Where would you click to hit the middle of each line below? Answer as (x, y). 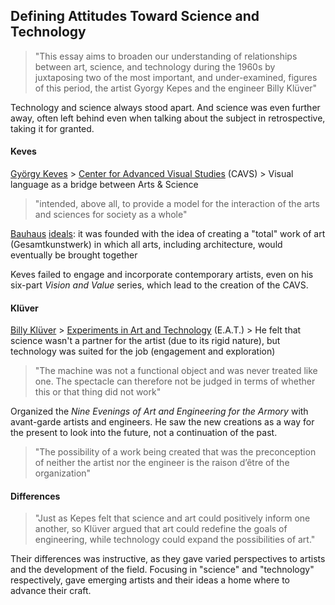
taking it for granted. (52, 128)
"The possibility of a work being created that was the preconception (175, 452)
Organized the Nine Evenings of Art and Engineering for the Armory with (159, 411)
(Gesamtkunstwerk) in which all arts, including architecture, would (146, 245)
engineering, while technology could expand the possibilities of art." (175, 540)
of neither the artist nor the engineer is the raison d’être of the (162, 463)
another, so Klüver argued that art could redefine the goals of (161, 529)
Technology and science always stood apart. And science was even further (165, 107)
